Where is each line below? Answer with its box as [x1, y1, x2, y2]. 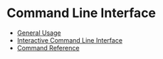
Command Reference [16, 43, 80, 52]
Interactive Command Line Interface [16, 36, 122, 44]
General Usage [16, 28, 61, 37]
